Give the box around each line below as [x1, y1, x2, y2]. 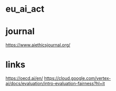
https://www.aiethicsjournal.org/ [5, 42, 71, 48]
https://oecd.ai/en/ [5, 75, 43, 81]
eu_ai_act [5, 3, 44, 15]
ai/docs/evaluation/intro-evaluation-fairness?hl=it [5, 81, 105, 87]
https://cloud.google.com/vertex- [44, 75, 111, 81]
